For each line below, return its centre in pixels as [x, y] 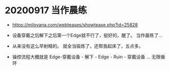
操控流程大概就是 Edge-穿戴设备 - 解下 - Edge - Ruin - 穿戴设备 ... [81, 57]
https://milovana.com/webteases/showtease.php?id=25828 [75, 25]
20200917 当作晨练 [46, 10]
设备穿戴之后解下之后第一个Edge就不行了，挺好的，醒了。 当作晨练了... [87, 35]
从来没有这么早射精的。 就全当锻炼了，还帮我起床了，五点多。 [78, 46]
